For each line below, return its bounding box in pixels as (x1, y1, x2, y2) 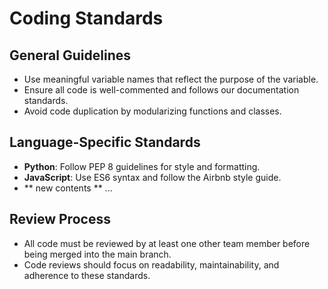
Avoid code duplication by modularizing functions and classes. (23, 105, 282, 117)
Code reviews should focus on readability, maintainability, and (23, 258, 280, 271)
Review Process (9, 211, 111, 228)
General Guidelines (9, 47, 131, 64)
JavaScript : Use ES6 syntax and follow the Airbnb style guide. (23, 171, 282, 183)
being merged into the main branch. (23, 248, 172, 260)
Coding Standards (9, 7, 164, 30)
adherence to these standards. (23, 269, 151, 281)
